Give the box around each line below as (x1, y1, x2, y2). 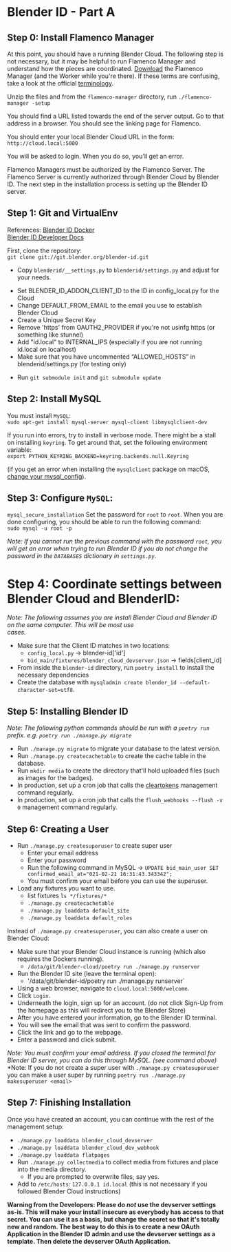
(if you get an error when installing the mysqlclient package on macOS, (7, 465, 210, 473)
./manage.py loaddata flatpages (16, 1151, 110, 1159)
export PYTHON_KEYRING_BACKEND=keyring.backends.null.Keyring (7, 453, 189, 459)
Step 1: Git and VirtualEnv (7, 208, 118, 219)
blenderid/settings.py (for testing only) (16, 359, 127, 368)
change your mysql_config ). (7, 472, 87, 480)
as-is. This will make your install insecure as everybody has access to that (7, 1208, 224, 1216)
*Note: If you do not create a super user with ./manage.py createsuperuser (7, 1064, 219, 1071)
